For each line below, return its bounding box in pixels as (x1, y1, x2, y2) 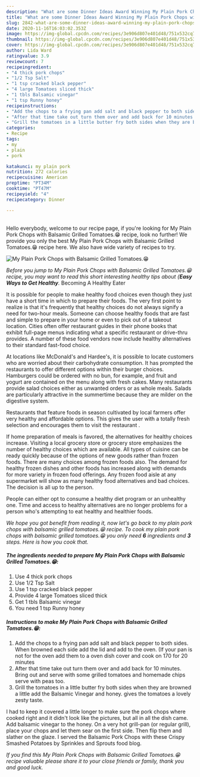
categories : (6, 125, 36, 131)
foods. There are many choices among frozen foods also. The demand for (6, 458, 187, 465)
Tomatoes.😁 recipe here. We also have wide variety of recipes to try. (6, 244, 176, 251)
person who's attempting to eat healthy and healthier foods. (6, 507, 153, 515)
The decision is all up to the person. (6, 483, 94, 491)
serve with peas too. (14, 678, 65, 685)
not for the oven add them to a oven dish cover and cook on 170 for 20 (14, 653, 188, 660)
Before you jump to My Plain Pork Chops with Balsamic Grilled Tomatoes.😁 (6, 266, 192, 274)
